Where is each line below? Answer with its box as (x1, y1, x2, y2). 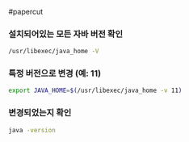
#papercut (8, 7, 44, 16)
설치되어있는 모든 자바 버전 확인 (8, 28, 124, 40)
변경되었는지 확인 (8, 107, 72, 119)
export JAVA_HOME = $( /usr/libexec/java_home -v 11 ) (8, 86, 183, 95)
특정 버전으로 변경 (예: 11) (8, 68, 102, 79)
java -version (8, 126, 57, 134)
